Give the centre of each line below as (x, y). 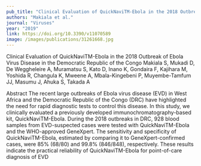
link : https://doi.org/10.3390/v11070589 (59, 34)
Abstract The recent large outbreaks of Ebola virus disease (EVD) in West (97, 93)
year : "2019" (22, 28)
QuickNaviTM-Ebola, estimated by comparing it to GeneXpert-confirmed (96, 138)
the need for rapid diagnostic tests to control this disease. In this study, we (98, 106)
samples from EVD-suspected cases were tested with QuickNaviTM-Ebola (98, 125)
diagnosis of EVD (28, 157)
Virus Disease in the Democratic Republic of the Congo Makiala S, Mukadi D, (100, 63)
